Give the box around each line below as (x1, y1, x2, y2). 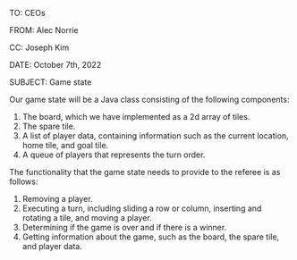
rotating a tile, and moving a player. (21, 213, 152, 222)
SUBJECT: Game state (9, 77, 92, 88)
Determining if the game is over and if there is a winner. (21, 222, 227, 232)
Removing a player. (21, 194, 93, 204)
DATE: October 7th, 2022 (9, 60, 102, 70)
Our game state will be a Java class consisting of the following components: (9, 94, 290, 105)
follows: (9, 176, 38, 187)
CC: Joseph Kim (9, 42, 70, 53)
